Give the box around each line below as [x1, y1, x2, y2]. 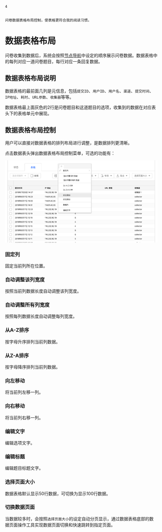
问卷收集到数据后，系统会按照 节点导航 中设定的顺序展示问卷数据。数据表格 [5, 52, 153, 58]
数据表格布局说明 [5, 74, 56, 83]
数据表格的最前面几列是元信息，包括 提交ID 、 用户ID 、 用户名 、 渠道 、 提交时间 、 [5, 88, 154, 94]
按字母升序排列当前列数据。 [5, 339, 60, 344]
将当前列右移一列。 [5, 414, 44, 420]
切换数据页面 [5, 504, 35, 511]
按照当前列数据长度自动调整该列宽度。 [5, 288, 81, 294]
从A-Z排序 [5, 327, 29, 334]
